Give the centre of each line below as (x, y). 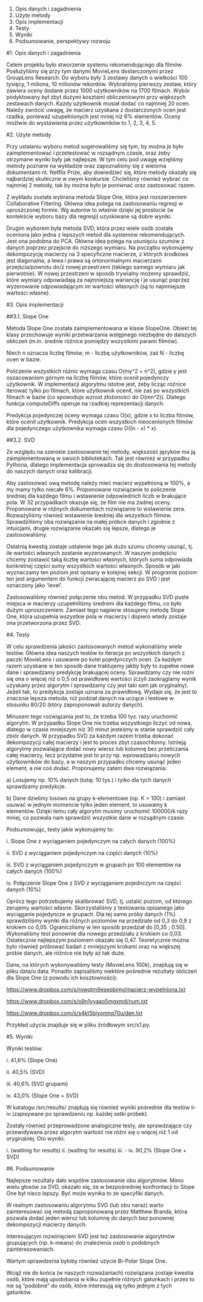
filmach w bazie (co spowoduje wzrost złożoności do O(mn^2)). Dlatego (96, 397)
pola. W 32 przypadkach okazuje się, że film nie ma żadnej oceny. (89, 502)
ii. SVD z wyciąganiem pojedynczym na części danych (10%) (82, 853)
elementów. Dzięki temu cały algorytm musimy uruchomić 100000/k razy (97, 811)
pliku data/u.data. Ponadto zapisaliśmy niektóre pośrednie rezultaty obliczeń (101, 971)
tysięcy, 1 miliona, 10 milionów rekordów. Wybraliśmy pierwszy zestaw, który (101, 84)
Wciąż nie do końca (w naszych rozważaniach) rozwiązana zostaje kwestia (100, 1273)
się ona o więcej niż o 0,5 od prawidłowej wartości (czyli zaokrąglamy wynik (101, 679)
